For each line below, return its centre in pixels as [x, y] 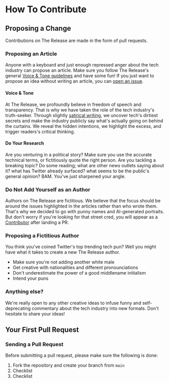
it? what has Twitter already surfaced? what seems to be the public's [77, 171]
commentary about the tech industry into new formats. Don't [95, 308]
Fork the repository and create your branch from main [68, 365]
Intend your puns [31, 278]
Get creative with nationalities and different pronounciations [75, 267]
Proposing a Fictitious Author [42, 235]
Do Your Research [25, 143]
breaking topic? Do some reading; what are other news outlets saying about [85, 165]
